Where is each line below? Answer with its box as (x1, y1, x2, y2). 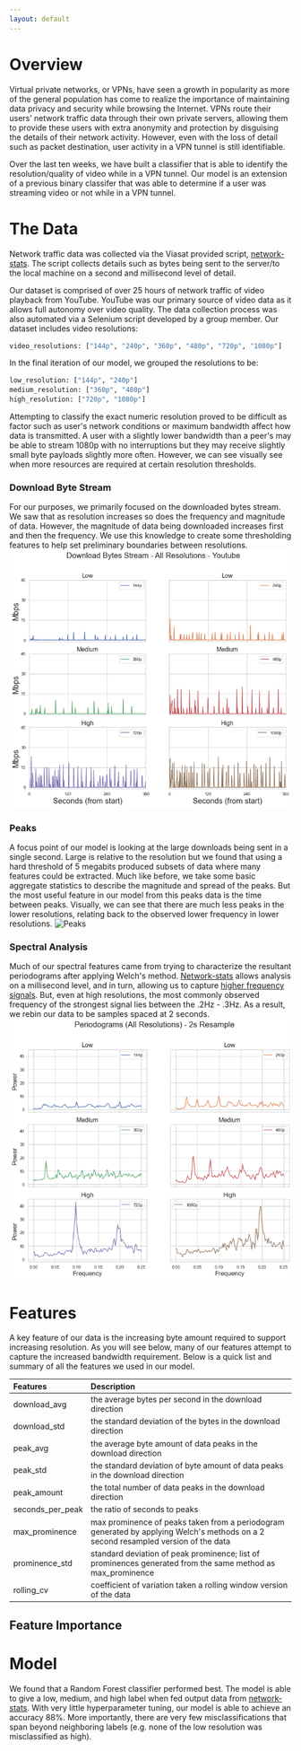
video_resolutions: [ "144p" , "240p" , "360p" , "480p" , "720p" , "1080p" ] (9, 341, 282, 350)
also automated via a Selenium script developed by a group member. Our (9, 313, 279, 324)
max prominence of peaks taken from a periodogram (90, 1517, 285, 1528)
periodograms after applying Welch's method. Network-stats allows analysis (9, 970, 291, 982)
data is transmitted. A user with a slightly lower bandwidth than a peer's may (9, 431, 292, 441)
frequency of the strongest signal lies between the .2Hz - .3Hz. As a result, (9, 999, 286, 1010)
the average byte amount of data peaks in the (90, 1438, 258, 1449)
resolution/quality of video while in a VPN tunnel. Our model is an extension (9, 168, 288, 179)
